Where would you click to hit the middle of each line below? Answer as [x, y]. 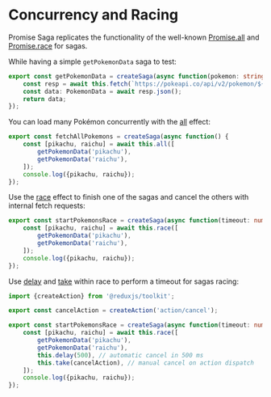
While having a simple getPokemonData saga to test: [93, 61]
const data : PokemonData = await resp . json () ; [102, 91]
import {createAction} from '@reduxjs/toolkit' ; [92, 296]
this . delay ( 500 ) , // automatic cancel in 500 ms [121, 355]
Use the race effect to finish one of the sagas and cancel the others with [129, 197]
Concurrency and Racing [94, 15]
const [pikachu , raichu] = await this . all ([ [99, 144]
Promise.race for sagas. [48, 45]
